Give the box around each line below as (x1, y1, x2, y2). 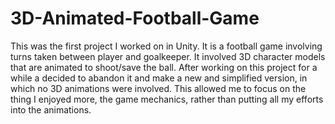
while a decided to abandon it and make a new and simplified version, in (10, 72, 308, 84)
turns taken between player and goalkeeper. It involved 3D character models (10, 50, 326, 62)
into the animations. (10, 103, 92, 116)
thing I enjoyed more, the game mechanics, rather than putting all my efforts (10, 93, 324, 105)
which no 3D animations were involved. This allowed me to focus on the (10, 82, 307, 94)
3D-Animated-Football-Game (10, 7, 260, 30)
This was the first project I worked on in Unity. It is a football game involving (10, 40, 323, 52)
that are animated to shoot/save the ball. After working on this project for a (10, 61, 318, 73)
